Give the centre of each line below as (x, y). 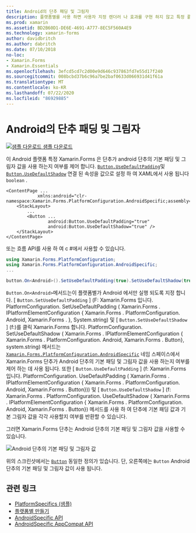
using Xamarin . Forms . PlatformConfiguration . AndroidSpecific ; (82, 265)
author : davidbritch (31, 39)
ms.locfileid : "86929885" (37, 98)
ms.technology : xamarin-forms (43, 33)
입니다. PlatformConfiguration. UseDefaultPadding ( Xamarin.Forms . (88, 376)
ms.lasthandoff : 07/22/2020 (40, 93)
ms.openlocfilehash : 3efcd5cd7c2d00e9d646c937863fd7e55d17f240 (85, 71)
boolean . (17, 180)
